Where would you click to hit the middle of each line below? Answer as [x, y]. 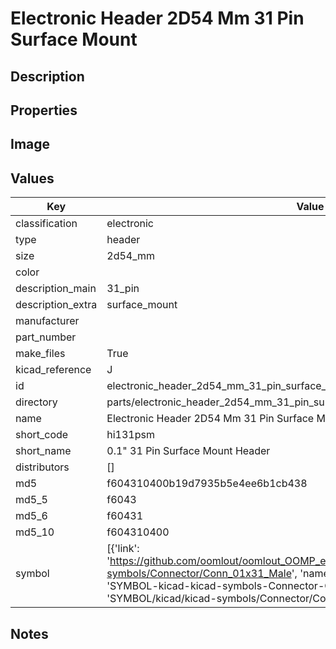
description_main [56, 289]
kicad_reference [53, 370]
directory [36, 402]
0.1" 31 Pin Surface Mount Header [188, 451]
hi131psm [130, 435]
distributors [42, 467]
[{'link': [123, 549]
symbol [32, 574]
